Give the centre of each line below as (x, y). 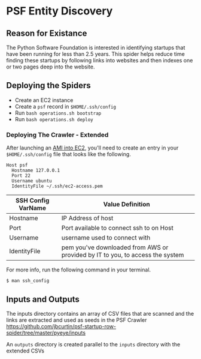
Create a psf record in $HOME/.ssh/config (66, 106)
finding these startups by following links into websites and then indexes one (100, 60)
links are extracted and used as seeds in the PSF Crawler (77, 320)
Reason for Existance (47, 33)
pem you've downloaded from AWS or (115, 247)
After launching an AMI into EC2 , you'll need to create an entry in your (92, 148)
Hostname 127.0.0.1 (36, 170)
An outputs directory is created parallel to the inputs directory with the (93, 344)
